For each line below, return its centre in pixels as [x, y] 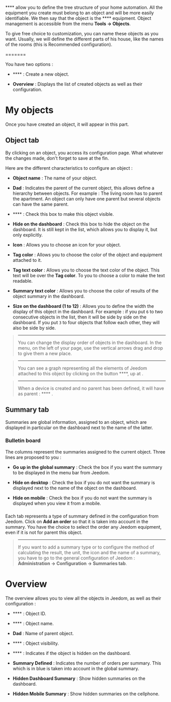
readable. [23, 281]
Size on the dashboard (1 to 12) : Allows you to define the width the [83, 306]
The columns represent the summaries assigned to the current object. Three [85, 451]
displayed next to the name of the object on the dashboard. [75, 488]
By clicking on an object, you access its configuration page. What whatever [84, 152]
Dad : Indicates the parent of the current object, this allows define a [83, 188]
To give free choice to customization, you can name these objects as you [82, 33]
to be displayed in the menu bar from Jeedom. [61, 472]
